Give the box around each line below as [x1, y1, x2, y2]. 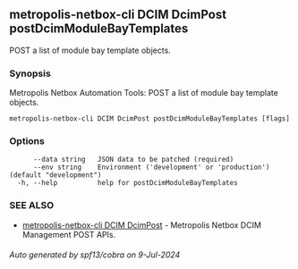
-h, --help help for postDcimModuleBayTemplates [17, 179, 239, 188]
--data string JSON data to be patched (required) [32, 156, 234, 164]
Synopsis [9, 67, 51, 80]
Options [9, 135, 45, 147]
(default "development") [9, 171, 102, 180]
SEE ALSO [9, 199, 55, 212]
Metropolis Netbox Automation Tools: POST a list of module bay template [9, 88, 279, 98]
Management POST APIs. [21, 229, 116, 240]
